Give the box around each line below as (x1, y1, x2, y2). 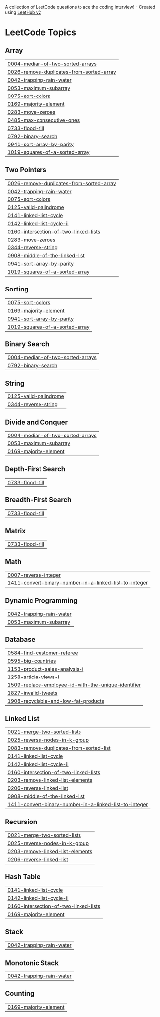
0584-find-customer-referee (7, 649, 78, 656)
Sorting (5, 285, 29, 293)
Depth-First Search (5, 465, 66, 473)
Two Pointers (5, 166, 47, 174)
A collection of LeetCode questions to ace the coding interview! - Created (5, 4, 156, 10)
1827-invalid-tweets (7, 689, 58, 696)
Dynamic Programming (5, 596, 78, 605)
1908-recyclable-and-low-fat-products (7, 697, 105, 704)
